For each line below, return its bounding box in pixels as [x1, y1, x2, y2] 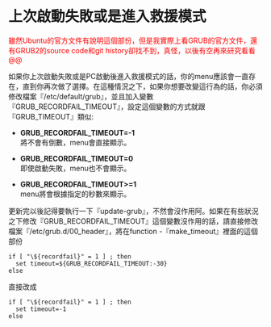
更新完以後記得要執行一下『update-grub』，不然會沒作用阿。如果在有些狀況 [8, 206, 260, 216]
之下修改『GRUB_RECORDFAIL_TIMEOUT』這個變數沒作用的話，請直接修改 [8, 216, 259, 226]
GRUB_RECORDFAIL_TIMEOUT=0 [19, 153, 134, 163]
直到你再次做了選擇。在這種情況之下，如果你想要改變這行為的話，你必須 [22, 82, 263, 91]
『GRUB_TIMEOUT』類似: [8, 111, 94, 121]
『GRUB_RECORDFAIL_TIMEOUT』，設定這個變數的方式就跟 [8, 102, 206, 111]
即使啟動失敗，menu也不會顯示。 [19, 163, 131, 173]
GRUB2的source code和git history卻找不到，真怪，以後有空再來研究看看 [15, 45, 256, 55]
